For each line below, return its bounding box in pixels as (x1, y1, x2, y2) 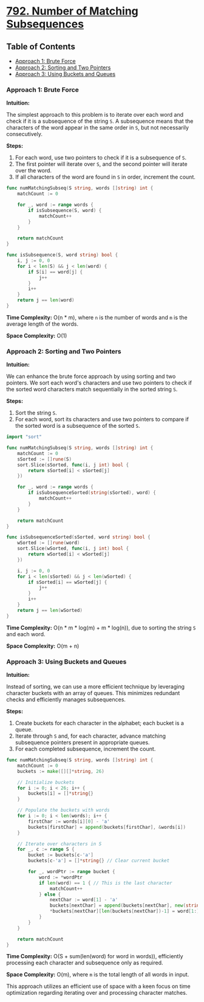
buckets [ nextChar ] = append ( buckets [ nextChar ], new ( (49, 902, 186, 909)
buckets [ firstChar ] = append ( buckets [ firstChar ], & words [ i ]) (28, 824, 186, 830)
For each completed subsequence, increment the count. (15, 746, 156, 753)
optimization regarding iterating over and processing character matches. (6, 989, 188, 997)
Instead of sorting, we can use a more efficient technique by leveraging (6, 683, 185, 690)
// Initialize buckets (17, 779, 75, 785)
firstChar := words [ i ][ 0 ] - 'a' (28, 818, 110, 825)
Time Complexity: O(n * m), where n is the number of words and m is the (6, 314, 188, 321)
